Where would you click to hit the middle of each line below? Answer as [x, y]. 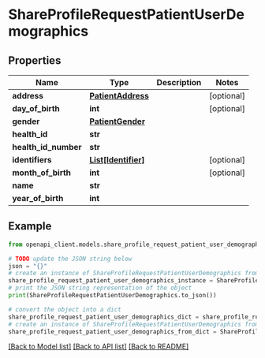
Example [30, 226]
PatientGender [118, 121]
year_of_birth [38, 198]
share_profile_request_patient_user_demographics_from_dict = [112, 332]
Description [179, 82]
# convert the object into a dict [65, 309]
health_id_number [47, 147]
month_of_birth [42, 173]
